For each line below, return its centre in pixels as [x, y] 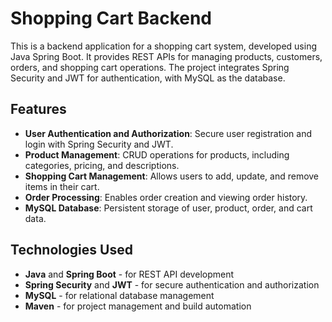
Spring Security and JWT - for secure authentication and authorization [172, 284]
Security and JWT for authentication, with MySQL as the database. [148, 78]
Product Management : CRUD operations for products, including [157, 154]
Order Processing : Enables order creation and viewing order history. [166, 197]
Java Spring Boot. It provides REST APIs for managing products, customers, [166, 56]
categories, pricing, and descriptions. [102, 165]
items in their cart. [62, 186]
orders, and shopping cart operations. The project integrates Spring [150, 67]
